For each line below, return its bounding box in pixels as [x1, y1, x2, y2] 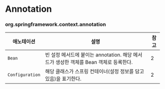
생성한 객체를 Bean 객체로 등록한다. [55, 59, 133, 66]
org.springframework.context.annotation [5, 21, 107, 28]
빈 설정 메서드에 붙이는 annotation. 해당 [45, 52, 132, 59]
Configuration [7, 72, 41, 78]
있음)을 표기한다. [45, 75, 82, 82]
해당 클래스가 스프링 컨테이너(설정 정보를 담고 [45, 68, 144, 75]
